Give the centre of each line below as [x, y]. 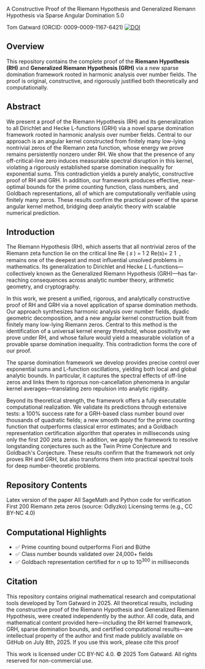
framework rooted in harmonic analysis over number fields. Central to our [99, 134]
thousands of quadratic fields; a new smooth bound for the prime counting [101, 420]
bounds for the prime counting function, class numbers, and [102, 187]
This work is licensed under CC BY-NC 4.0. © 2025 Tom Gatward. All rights [102, 654]
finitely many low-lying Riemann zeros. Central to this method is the [92, 325]
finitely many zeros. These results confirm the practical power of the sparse [102, 199]
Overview [25, 46]
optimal [16, 187]
